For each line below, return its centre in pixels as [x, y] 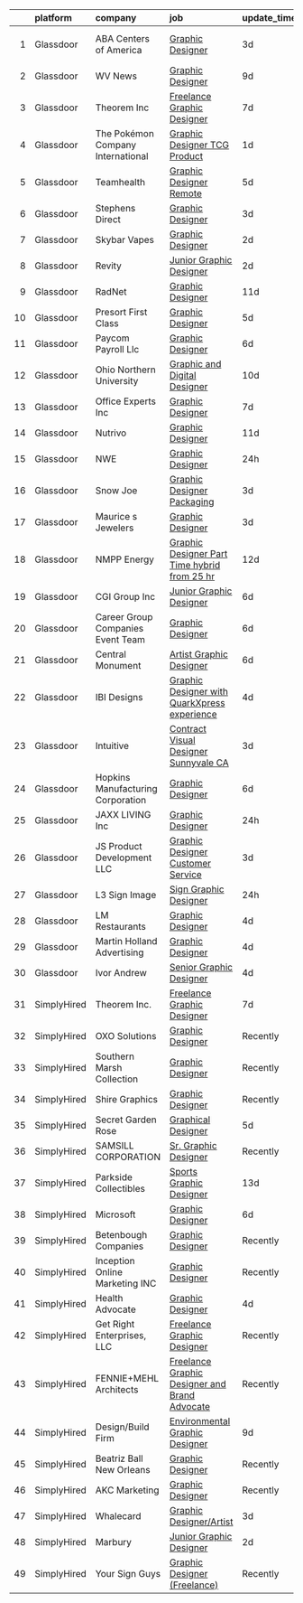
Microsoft [115, 1214]
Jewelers [115, 528]
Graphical [190, 1120]
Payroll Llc [117, 349]
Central [110, 654]
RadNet [111, 291]
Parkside [114, 1177]
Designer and [198, 1384]
